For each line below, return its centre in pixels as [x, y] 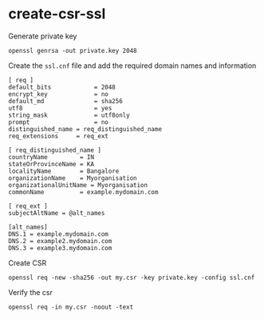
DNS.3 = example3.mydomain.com [60, 248]
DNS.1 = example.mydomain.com [59, 234]
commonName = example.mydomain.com [83, 192]
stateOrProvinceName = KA [51, 164]
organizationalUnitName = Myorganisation [78, 185]
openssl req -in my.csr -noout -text [71, 307]
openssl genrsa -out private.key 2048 [73, 50]
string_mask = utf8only [69, 115]
